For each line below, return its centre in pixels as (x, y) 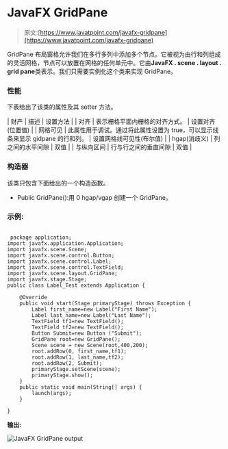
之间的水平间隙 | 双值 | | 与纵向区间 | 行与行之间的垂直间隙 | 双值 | (100, 147)
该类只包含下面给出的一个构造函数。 (58, 183)
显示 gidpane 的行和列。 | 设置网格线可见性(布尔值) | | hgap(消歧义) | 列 (119, 139)
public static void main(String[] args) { (81, 387)
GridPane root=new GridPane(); (76, 339)
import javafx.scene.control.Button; (61, 255)
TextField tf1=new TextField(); (78, 321)
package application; (41, 238)
